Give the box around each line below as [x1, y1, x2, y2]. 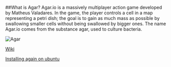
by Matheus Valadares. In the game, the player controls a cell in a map [5, 10, 153, 16]
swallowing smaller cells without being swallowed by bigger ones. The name [5, 20, 166, 27]
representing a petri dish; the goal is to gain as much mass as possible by [5, 15, 160, 21]
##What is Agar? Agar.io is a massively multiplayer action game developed [5, 5, 162, 10]
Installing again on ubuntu [5, 56, 60, 62]
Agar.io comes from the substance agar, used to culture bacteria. [5, 26, 142, 32]
